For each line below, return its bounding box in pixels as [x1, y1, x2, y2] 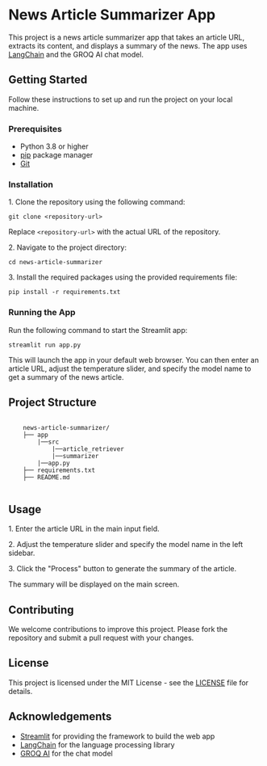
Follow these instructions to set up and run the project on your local [8, 95, 233, 104]
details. [8, 686, 33, 696]
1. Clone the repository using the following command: [8, 197, 186, 207]
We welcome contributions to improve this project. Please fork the [8, 625, 228, 634]
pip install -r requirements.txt [8, 288, 121, 297]
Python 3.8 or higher [19, 141, 89, 151]
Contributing [8, 603, 74, 617]
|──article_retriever [51, 445, 125, 453]
